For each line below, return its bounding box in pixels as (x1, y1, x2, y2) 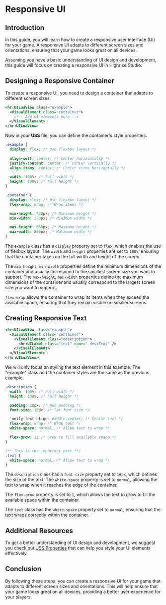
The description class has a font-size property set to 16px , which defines (5, 471, 158, 478)
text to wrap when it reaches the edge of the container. (5, 482, 118, 488)
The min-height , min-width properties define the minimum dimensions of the (5, 263, 162, 269)
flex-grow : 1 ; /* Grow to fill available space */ (9, 435, 117, 440)
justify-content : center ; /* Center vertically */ (9, 161, 117, 166)
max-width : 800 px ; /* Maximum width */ (9, 229, 92, 234)
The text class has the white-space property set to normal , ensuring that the (5, 507, 161, 513)
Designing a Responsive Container (5, 76, 115, 85)
